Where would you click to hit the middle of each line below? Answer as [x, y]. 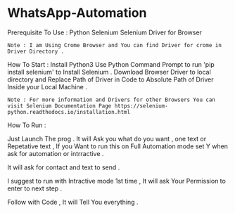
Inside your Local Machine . [47, 86]
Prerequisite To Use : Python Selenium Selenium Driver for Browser [105, 32]
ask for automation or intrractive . [56, 153]
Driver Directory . [36, 51]
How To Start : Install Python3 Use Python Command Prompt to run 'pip [111, 64]
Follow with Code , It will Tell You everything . [73, 202]
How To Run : [27, 125]
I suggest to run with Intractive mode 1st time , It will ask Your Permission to [117, 181]
